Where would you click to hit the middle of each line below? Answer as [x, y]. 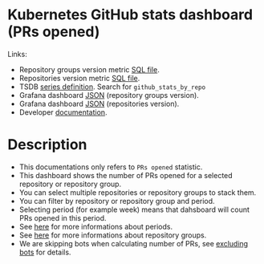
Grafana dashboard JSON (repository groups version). [109, 95]
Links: [17, 54]
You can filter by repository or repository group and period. [117, 201]
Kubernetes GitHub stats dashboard [130, 15]
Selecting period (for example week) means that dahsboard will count [134, 209]
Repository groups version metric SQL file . [89, 69]
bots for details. [45, 252]
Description [47, 145]
